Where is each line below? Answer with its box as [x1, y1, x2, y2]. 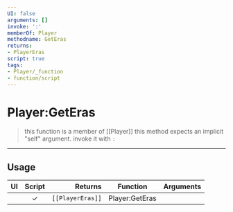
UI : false [7, 10, 36, 17]
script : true [7, 55, 45, 62]
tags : [7, 62, 23, 69]
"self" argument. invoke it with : [24, 134, 116, 143]
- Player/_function [7, 68, 64, 75]
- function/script [7, 74, 60, 82]
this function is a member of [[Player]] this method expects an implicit [24, 127, 224, 136]
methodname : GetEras [7, 36, 67, 43]
